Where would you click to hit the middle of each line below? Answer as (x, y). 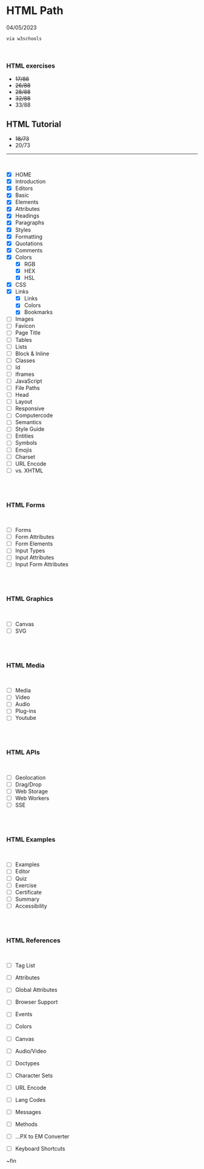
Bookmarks (38, 312)
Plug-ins (25, 711)
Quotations (29, 243)
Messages (28, 1112)
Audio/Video (31, 1051)
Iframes (25, 374)
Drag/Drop (28, 784)
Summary (27, 899)
